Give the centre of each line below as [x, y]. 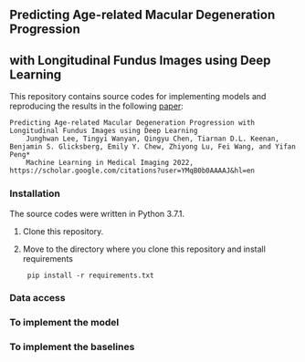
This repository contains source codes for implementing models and [138, 97]
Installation [35, 193]
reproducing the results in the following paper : [97, 106]
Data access [37, 298]
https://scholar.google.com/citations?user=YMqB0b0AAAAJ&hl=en [132, 171]
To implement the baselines [72, 347]
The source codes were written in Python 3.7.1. [97, 213]
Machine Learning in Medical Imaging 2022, [110, 163]
